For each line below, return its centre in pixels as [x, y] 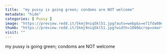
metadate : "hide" [23, 14]
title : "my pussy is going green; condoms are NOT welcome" [70, 10]
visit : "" [15, 32]
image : [12, 23]
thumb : [12, 28]
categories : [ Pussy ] [29, 19]
